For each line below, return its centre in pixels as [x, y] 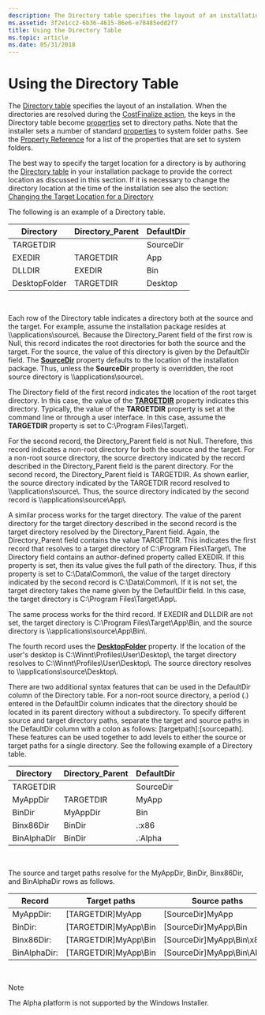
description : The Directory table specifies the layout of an [112, 15]
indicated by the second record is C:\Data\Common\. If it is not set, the [123, 582]
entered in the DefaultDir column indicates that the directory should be [123, 704]
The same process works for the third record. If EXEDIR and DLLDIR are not [131, 615]
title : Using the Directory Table [65, 30]
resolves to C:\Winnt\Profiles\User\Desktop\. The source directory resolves [130, 664]
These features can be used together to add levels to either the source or [127, 737]
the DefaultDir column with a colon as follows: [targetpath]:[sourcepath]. [126, 729]
